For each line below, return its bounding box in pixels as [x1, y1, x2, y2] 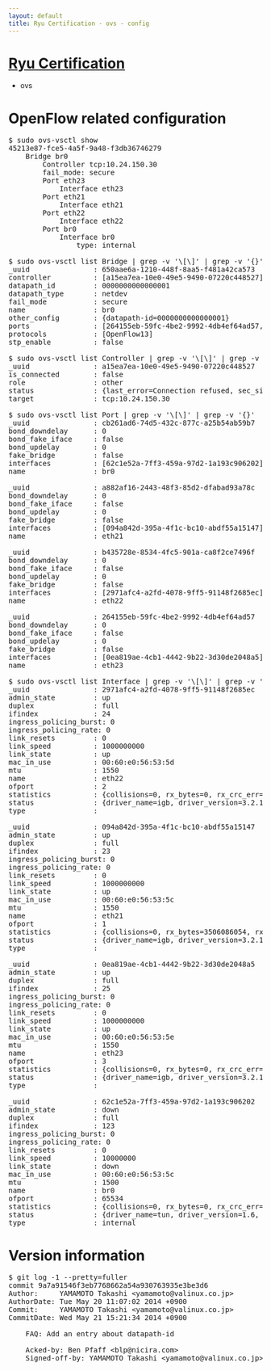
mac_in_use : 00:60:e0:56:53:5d [8, 758, 175, 768]
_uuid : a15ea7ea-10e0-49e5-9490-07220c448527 [8, 362, 256, 372]
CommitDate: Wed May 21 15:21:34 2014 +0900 [8, 1314, 188, 1323]
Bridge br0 [25, 152, 69, 162]
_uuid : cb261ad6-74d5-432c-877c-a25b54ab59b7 [8, 418, 256, 428]
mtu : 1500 [8, 1178, 119, 1188]
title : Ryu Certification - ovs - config [8, 19, 150, 27]
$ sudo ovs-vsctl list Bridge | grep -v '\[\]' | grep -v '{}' [8, 257, 264, 267]
